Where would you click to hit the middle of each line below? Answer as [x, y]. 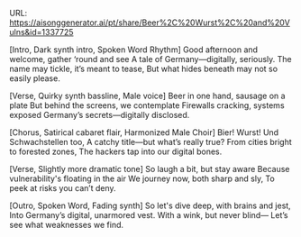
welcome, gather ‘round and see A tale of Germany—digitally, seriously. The [151, 59]
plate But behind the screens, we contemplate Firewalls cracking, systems [147, 105]
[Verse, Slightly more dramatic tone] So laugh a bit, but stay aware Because [150, 169]
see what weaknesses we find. [67, 225]
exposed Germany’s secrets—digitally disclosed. [100, 115]
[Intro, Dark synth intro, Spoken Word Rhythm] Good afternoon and [134, 50]
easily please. [35, 78]
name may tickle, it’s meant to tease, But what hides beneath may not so [143, 68]
